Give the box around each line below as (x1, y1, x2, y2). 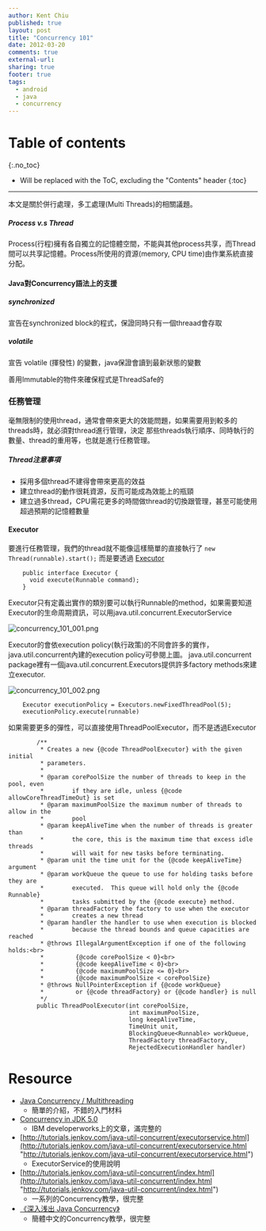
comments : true (8, 48, 59, 56)
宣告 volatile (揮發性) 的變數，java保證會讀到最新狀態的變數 (8, 357, 202, 367)
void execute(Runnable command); (28, 576, 140, 585)
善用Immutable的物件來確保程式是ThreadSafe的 (8, 374, 165, 384)
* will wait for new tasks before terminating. (40, 849, 225, 858)
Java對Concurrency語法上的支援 (8, 278, 117, 288)
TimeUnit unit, (128, 1023, 179, 1031)
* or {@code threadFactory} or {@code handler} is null (40, 988, 257, 997)
